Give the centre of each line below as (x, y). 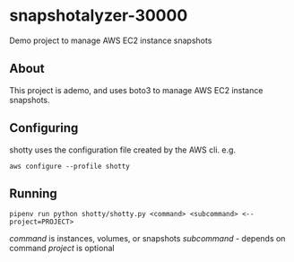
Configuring (44, 128)
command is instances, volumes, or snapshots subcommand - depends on (147, 239)
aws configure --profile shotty (69, 166)
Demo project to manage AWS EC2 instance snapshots (111, 40)
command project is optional (62, 249)
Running (34, 193)
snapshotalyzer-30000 (99, 16)
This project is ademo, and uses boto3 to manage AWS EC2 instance (136, 90)
